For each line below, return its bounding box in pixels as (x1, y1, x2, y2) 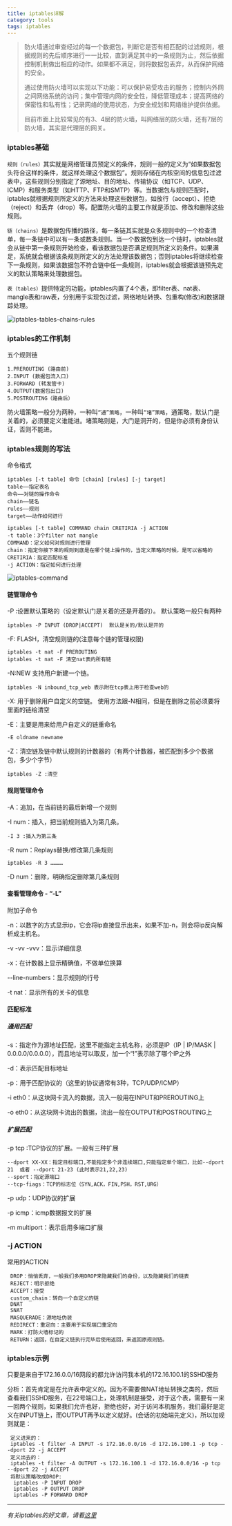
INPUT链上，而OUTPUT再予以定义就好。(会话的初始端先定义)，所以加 (19, 1411, 219, 1419)
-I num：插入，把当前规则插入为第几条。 (7, 817, 123, 825)
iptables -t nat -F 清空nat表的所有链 (7, 656, 112, 663)
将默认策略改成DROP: (10, 1474, 62, 1480)
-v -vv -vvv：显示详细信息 (7, 943, 82, 952)
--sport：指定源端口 (7, 1174, 60, 1181)
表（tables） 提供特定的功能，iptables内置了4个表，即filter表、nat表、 (7, 284, 205, 292)
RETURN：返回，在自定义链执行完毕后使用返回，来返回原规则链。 (10, 1336, 168, 1343)
